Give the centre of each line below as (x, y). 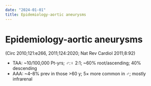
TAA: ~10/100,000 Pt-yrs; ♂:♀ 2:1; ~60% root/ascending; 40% (77, 63)
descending (25, 68)
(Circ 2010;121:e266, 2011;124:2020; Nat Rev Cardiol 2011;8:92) (70, 53)
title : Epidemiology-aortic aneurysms (46, 15)
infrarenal (22, 79)
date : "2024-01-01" (26, 10)
